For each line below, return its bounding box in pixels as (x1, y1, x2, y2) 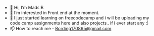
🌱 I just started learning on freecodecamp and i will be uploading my (9, 15, 150, 20)
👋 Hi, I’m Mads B (9, 5, 44, 10)
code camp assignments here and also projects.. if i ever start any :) (9, 20, 149, 26)
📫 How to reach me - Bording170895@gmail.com (9, 26, 111, 31)
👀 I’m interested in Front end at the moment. (9, 10, 100, 16)
